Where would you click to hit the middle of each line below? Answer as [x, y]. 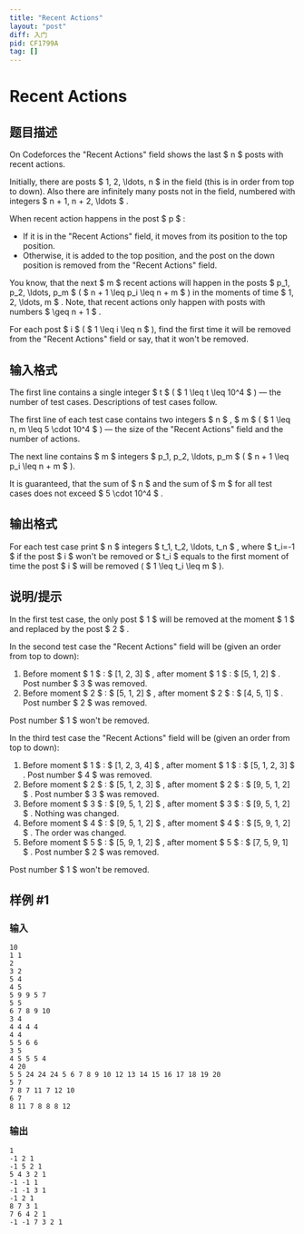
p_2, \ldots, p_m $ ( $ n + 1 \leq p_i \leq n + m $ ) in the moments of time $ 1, [152, 292]
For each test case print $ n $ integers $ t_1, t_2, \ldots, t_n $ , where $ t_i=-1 [152, 547]
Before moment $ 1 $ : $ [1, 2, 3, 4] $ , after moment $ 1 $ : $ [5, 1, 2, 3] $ [158, 765]
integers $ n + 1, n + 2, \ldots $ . [69, 202]
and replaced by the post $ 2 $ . [69, 628]
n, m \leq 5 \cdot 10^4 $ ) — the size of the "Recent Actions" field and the [147, 429]
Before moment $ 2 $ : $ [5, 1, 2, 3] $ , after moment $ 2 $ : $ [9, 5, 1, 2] [156, 784]
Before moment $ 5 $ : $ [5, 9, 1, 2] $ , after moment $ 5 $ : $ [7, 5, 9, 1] [155, 842]
